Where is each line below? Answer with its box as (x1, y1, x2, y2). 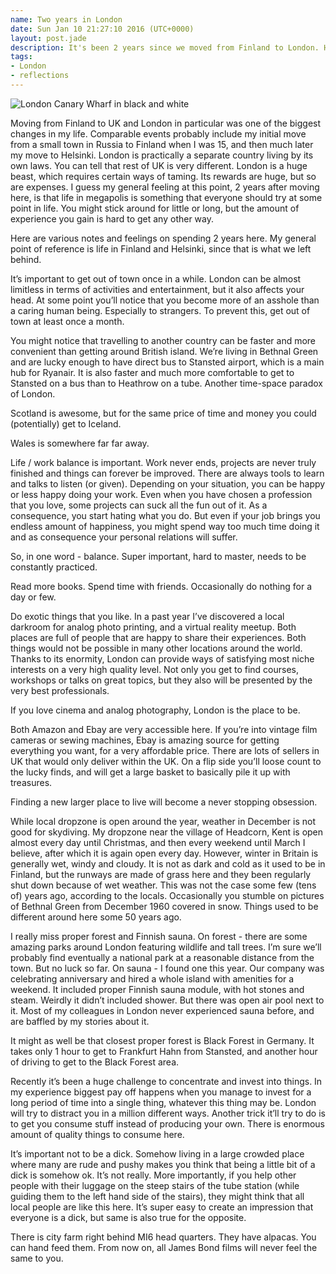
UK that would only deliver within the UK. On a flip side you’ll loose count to (10, 755, 322, 767)
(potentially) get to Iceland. (10, 417, 122, 430)
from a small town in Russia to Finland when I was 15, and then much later (10, 138, 314, 150)
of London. (10, 387, 56, 400)
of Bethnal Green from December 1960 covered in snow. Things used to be (10, 900, 319, 912)
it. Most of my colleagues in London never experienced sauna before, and (10, 1004, 315, 1016)
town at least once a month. (10, 315, 125, 327)
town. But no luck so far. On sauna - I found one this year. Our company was (10, 962, 325, 974)
